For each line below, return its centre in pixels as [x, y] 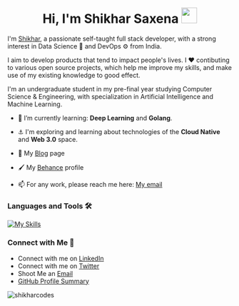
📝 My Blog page [41, 153]
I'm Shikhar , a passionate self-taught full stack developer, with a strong [112, 39]
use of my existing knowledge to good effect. [74, 75]
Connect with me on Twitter [59, 266]
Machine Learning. [35, 104]
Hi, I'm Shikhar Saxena [111, 19]
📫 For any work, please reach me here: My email [90, 184]
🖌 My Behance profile [51, 167]
